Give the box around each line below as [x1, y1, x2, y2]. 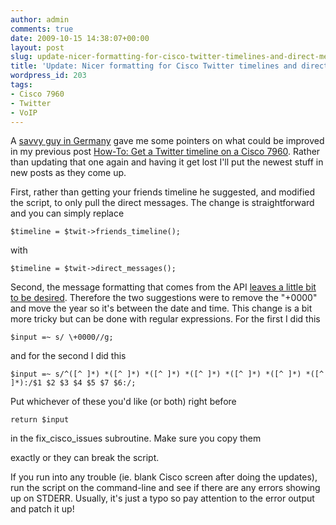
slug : [10, 52, 33, 62]
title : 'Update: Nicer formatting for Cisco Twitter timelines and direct [10, 61, 329, 71]
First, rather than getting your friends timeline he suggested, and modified [10, 186, 316, 198]
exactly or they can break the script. [10, 452, 160, 464]
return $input [10, 415, 70, 425]
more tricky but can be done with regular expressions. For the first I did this [10, 313, 321, 325]
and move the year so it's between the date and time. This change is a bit [10, 302, 313, 315]
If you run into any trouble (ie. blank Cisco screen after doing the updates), [10, 471, 318, 483]
